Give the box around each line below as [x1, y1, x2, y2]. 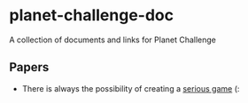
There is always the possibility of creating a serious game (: [21, 83, 240, 93]
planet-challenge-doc [9, 5, 174, 26]
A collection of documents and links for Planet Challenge [9, 34, 217, 45]
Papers [9, 60, 50, 75]
